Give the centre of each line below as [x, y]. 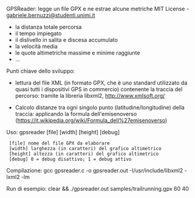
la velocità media [36, 46]
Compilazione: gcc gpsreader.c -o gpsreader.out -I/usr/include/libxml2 [95, 170]
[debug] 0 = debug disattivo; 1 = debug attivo [70, 159]
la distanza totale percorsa [48, 27]
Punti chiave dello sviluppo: [41, 71]
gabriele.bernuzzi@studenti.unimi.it [51, 15]
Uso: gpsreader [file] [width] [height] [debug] [63, 132]
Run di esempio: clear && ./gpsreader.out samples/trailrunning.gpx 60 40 [98, 189]
